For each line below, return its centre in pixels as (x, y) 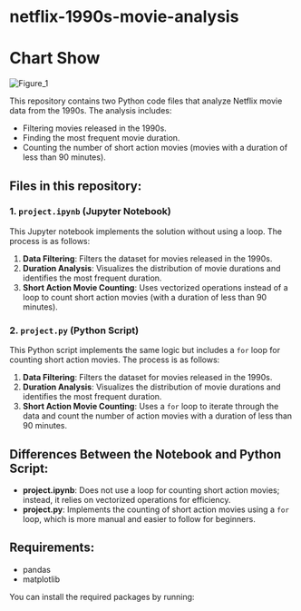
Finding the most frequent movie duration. (101, 138)
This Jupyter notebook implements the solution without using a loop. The (146, 231)
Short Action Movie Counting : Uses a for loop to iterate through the (150, 407)
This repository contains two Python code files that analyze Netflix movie (146, 101)
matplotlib (41, 579)
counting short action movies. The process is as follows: (115, 360)
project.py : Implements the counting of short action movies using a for (156, 509)
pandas (37, 569)
